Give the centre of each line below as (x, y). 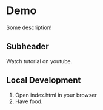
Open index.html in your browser (56, 95)
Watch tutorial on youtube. (39, 61)
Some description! (29, 27)
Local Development (44, 81)
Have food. (29, 101)
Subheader (28, 46)
